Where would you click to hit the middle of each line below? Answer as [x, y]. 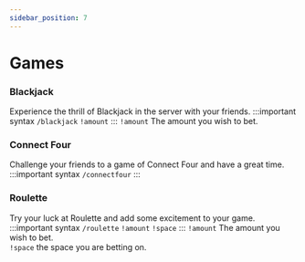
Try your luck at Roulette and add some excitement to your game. [132, 218]
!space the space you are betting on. [78, 246]
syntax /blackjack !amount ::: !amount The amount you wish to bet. [134, 121]
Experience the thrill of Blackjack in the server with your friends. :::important [153, 111]
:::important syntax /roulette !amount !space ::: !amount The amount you [145, 227]
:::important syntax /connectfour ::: [75, 174]
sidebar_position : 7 [49, 18]
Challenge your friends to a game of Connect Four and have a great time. [147, 164]
